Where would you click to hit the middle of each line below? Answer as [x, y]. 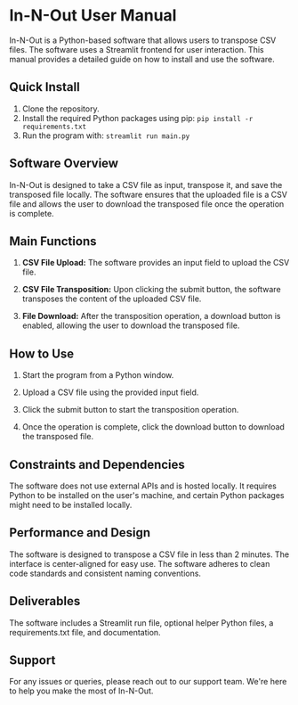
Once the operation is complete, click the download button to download [153, 427]
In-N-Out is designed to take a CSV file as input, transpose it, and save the [146, 184]
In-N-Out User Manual [93, 16]
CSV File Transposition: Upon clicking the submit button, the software [152, 290]
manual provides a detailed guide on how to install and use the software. [142, 59]
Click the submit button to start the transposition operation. [130, 410]
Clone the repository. [60, 109]
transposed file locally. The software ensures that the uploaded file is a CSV [148, 194]
